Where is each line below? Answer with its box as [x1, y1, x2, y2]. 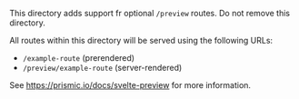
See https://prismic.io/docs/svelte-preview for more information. [9, 80, 252, 90]
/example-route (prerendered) [22, 53, 135, 63]
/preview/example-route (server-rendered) [22, 63, 183, 73]
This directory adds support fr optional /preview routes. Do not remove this [9, 8, 291, 18]
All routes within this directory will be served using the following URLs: [9, 35, 274, 45]
